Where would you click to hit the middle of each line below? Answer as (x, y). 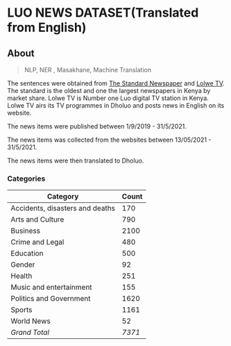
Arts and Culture (37, 220)
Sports (22, 310)
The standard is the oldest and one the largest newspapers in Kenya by (109, 91)
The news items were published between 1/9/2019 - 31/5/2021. (97, 126)
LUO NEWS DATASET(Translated (103, 13)
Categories (26, 179)
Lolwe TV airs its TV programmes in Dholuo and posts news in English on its (116, 105)
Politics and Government (51, 299)
